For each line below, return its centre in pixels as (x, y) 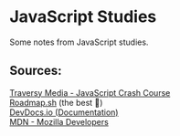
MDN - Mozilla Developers (59, 121)
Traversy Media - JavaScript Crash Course (90, 92)
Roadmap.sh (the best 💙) (56, 102)
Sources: (36, 71)
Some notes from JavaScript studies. (79, 42)
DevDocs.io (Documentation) (64, 112)
